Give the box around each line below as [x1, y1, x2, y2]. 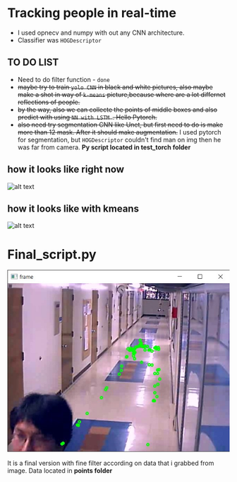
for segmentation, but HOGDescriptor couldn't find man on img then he [17, 135, 221, 144]
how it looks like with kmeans [7, 202, 140, 214]
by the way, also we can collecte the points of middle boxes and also [17, 105, 217, 114]
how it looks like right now [7, 163, 125, 176]
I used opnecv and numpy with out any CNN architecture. [17, 28, 185, 37]
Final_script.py [7, 246, 97, 263]
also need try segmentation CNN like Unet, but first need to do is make [17, 120, 224, 129]
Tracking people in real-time [7, 5, 176, 21]
